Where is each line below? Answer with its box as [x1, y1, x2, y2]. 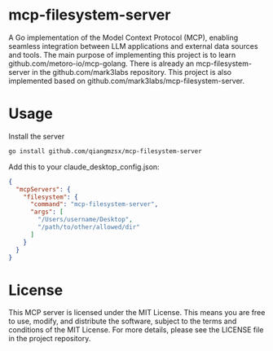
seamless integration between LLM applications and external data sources [8, 41, 258, 50]
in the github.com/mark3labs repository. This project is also [32, 67, 232, 77]
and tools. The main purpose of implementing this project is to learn [8, 50, 236, 59]
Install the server [8, 131, 65, 141]
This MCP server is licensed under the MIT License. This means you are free [8, 308, 266, 318]
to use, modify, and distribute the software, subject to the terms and [8, 316, 237, 327]
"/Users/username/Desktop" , [37, 216, 133, 224]
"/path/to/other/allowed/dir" [37, 223, 140, 231]
